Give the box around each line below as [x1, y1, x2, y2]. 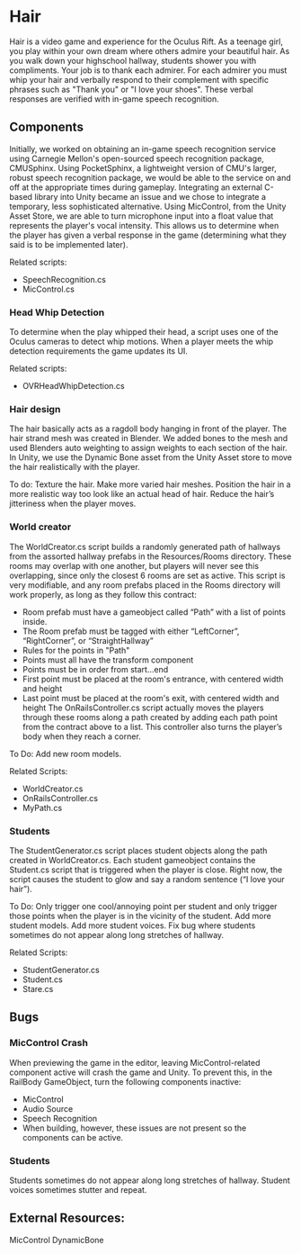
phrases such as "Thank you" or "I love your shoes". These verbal [9, 84, 253, 95]
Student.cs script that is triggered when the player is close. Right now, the [9, 864, 283, 875]
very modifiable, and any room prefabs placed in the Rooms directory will [9, 579, 281, 591]
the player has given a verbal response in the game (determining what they [9, 230, 288, 240]
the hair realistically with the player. [9, 462, 141, 473]
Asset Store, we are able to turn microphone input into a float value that [9, 210, 274, 221]
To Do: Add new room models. [9, 748, 122, 759]
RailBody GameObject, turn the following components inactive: [9, 1076, 242, 1087]
